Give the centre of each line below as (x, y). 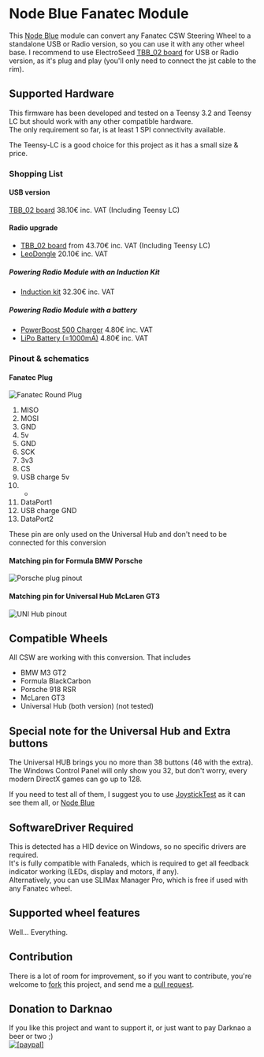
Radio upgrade (33, 228)
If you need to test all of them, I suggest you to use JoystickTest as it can (127, 795)
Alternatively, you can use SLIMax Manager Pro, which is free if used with (128, 880)
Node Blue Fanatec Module (99, 14)
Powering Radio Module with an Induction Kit (84, 272)
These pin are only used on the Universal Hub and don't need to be (118, 534)
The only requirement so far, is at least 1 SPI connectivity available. (117, 129)
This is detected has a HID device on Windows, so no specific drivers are (128, 846)
